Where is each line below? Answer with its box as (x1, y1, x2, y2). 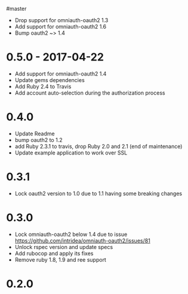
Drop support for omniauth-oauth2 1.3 (14, 17, 109, 23)
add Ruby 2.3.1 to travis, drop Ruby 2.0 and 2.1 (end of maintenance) (14, 143, 183, 150)
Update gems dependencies (14, 76, 85, 83)
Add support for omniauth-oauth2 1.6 (14, 23, 106, 30)
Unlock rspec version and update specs (14, 243, 113, 250)
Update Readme (14, 130, 55, 137)
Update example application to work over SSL (14, 149, 128, 156)
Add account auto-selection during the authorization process (14, 89, 165, 96)
